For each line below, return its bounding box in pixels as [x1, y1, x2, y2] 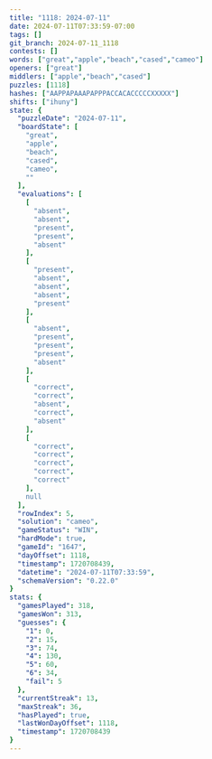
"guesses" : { [17, 618, 67, 627]
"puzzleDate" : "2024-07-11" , [17, 114, 127, 123]
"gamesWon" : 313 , [17, 610, 83, 619]
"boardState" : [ [17, 123, 78, 132]
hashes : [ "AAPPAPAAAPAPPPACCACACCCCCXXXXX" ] [9, 89, 180, 98]
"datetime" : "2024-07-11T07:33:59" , [17, 567, 155, 576]
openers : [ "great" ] [9, 64, 83, 73]
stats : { [9, 593, 42, 602]
